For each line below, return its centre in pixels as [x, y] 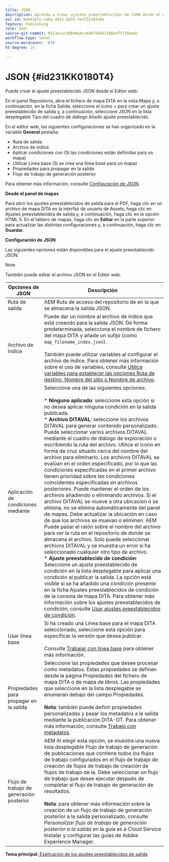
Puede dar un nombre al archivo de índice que [99, 316]
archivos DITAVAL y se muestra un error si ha [97, 545]
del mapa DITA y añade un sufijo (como [91, 335]
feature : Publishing [27, 24]
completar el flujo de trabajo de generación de [99, 785]
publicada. [56, 413]
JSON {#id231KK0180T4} [60, 77]
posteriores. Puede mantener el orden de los [97, 489]
